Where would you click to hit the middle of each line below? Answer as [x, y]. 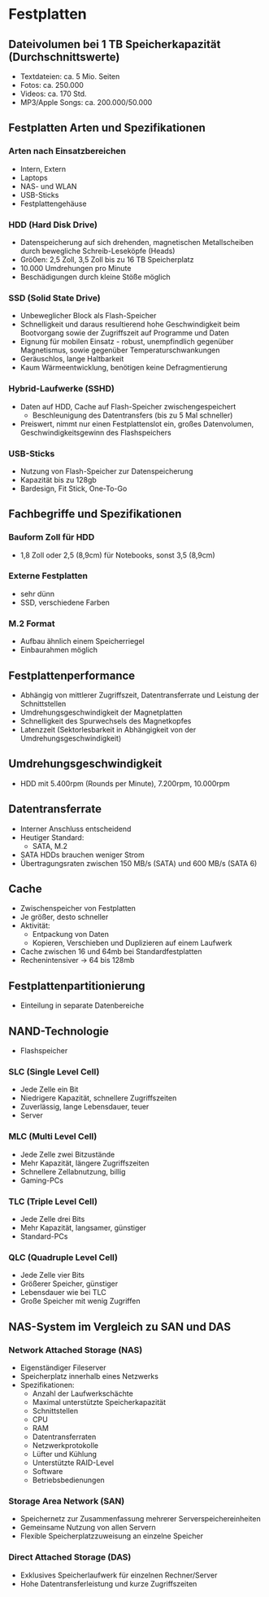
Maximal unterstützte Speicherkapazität [99, 1402]
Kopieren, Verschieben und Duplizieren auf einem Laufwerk [132, 943]
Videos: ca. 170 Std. [53, 94]
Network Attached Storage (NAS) [76, 1350]
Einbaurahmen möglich [59, 650]
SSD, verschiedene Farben [65, 602]
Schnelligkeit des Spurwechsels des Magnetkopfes [106, 720]
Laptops [34, 177]
